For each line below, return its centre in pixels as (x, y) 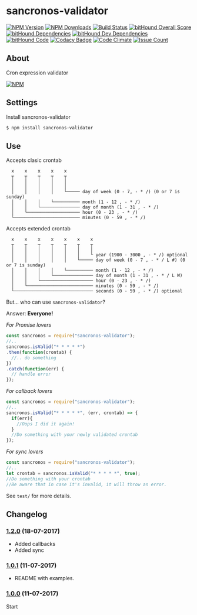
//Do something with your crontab (49, 479)
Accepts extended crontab (38, 229)
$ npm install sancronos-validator (50, 128)
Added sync (29, 550)
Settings (22, 102)
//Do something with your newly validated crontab (75, 435)
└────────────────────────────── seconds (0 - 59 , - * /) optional (97, 291)
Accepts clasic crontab (34, 160)
